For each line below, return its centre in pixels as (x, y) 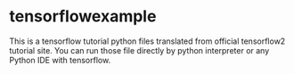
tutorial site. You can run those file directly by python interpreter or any (139, 50)
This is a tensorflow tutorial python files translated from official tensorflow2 (147, 41)
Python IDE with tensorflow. (60, 60)
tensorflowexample (83, 16)
